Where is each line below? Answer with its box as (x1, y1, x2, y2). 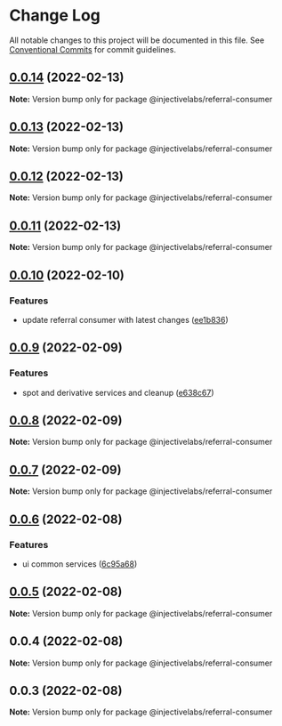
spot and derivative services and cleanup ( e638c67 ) (21, 387, 215, 398)
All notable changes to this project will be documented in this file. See (9, 35, 265, 45)
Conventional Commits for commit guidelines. (9, 44, 176, 54)
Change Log (9, 5, 101, 26)
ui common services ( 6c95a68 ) (21, 558, 138, 569)
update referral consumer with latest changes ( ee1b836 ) (21, 314, 229, 325)
